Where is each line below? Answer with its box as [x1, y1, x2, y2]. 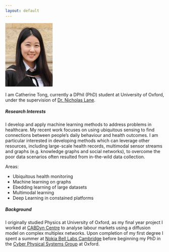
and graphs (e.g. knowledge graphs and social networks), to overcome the [5, 148, 160, 154]
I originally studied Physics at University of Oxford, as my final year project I [5, 219, 163, 225]
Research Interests [5, 109, 46, 115]
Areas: [5, 163, 19, 169]
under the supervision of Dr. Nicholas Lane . [5, 97, 96, 103]
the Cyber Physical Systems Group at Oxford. [5, 241, 100, 247]
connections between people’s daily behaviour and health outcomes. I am [5, 132, 158, 138]
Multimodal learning [12, 189, 54, 195]
